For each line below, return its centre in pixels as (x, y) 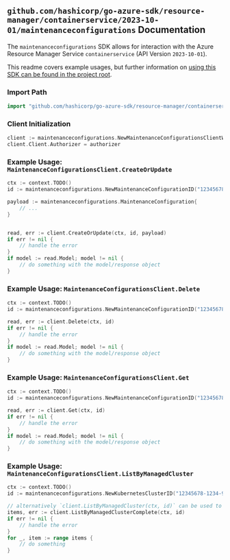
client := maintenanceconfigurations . (62, 138)
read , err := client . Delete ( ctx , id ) (61, 321)
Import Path (27, 92)
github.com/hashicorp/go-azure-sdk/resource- (106, 11)
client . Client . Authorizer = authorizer (64, 145)
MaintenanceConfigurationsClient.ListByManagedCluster (100, 474)
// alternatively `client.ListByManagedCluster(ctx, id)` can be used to (115, 506)
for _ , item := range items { (50, 538)
